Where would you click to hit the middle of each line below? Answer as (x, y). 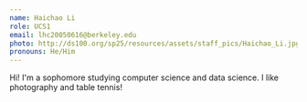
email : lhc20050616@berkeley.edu (73, 35)
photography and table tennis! (66, 87)
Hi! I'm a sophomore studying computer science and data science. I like (144, 77)
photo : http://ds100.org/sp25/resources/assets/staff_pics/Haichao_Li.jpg (155, 43)
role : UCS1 (30, 26)
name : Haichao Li (42, 18)
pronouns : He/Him (42, 52)
